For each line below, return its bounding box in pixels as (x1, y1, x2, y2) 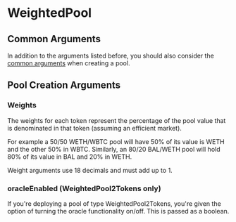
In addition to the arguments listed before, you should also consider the (7, 51, 215, 60)
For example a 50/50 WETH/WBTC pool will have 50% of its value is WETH (7, 137, 225, 145)
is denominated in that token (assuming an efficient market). (7, 124, 182, 132)
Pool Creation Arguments (7, 79, 121, 91)
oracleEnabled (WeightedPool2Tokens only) (7, 183, 161, 193)
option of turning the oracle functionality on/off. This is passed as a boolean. (7, 207, 230, 215)
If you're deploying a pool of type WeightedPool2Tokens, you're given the (7, 199, 222, 208)
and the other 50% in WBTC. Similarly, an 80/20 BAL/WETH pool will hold (7, 145, 221, 153)
